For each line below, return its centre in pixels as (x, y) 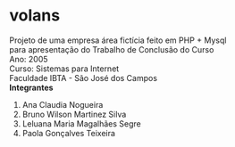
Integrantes (31, 87)
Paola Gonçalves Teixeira (69, 133)
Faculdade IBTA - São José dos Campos (84, 78)
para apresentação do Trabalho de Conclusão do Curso (112, 49)
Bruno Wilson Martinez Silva (74, 114)
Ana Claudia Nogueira (63, 104)
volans (35, 16)
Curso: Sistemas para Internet (64, 69)
